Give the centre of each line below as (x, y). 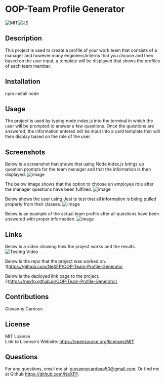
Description (23, 38)
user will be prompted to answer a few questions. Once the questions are (80, 126)
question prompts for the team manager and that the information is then (78, 170)
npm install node (22, 93)
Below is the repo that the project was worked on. (56, 261)
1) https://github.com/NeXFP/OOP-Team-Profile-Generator (64, 266)
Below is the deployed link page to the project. (52, 276)
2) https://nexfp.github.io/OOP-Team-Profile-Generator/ (61, 281)
